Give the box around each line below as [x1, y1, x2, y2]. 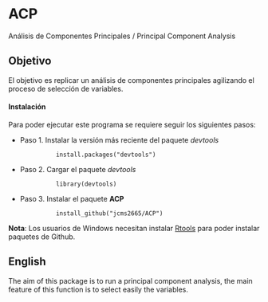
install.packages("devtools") [55, 151, 156, 159]
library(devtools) [55, 180, 117, 188]
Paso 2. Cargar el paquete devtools [19, 164, 136, 174]
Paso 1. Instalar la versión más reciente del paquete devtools [19, 135, 219, 144]
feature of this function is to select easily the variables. [8, 284, 189, 294]
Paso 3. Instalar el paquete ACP [19, 194, 124, 203]
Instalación [8, 102, 46, 112]
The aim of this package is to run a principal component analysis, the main [8, 276, 253, 285]
